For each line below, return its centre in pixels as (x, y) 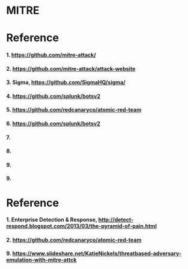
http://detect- (116, 220)
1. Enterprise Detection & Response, (52, 220)
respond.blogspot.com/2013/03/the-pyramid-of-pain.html (82, 226)
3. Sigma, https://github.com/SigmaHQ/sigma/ (66, 82)
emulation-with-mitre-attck (41, 260)
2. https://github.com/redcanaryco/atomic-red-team (74, 240)
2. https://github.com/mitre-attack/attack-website (71, 68)
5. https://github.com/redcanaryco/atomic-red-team (74, 110)
